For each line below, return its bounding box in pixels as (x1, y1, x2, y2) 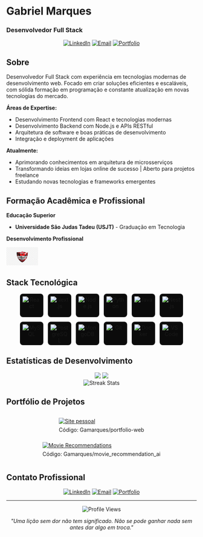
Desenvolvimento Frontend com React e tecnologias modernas (14, 116, 172, 124)
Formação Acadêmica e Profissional (6, 196, 145, 206)
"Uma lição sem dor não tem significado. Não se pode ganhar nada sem (10, 518, 193, 525)
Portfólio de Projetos (6, 397, 85, 407)
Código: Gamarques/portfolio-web (59, 426, 144, 433)
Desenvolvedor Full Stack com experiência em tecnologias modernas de (6, 73, 187, 81)
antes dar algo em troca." (69, 524, 134, 531)
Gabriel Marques (6, 4, 92, 18)
